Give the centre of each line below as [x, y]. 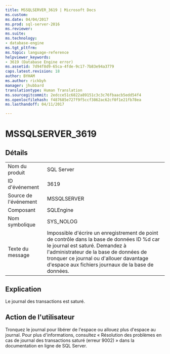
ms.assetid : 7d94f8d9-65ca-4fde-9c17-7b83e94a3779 [60, 67]
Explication [23, 289]
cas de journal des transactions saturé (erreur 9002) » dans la [70, 340]
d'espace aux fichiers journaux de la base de [100, 265]
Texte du [18, 249]
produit [16, 173]
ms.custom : [17, 15]
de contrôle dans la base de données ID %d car [103, 239]
